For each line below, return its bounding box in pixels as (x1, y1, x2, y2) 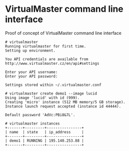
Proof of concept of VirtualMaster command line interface (5, 30, 122, 36)
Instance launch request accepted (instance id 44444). (5, 104, 121, 109)
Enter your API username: (5, 70, 58, 75)
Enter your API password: (5, 74, 58, 79)
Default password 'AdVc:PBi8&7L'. (5, 112, 76, 117)
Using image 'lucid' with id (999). (5, 95, 80, 100)
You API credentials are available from (5, 56, 89, 62)
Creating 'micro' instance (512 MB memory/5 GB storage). (5, 100, 126, 104)
